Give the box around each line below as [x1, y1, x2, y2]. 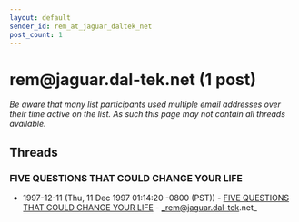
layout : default [9, 13, 71, 23]
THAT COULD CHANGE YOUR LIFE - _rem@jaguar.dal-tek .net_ [22, 202, 257, 213]
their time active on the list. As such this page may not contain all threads [9, 109, 286, 120]
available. [9, 119, 47, 130]
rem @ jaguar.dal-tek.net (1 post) [9, 69, 257, 90]
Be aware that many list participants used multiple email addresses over [9, 99, 282, 110]
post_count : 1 [9, 30, 64, 39]
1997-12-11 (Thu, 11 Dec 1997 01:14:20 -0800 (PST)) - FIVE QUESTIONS [22, 192, 290, 203]
